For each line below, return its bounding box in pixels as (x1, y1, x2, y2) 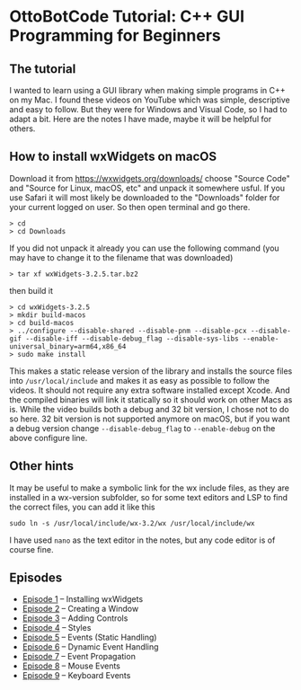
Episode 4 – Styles (22, 623, 92, 633)
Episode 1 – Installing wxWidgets (22, 594, 144, 605)
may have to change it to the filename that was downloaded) (9, 252, 234, 262)
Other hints (9, 458, 75, 473)
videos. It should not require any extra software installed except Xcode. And (9, 385, 290, 395)
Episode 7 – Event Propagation (22, 651, 137, 662)
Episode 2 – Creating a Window (22, 604, 139, 615)
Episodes (9, 571, 63, 586)
